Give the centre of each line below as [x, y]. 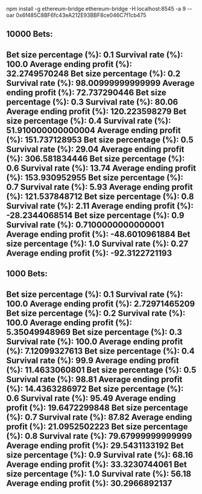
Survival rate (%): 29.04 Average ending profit [95, 149]
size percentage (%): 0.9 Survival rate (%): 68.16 [100, 455]
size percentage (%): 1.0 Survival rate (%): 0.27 [97, 243]
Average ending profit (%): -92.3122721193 [89, 253]
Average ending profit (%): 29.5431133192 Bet [95, 445]
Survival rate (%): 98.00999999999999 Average [100, 83]
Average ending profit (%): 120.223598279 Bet [96, 111]
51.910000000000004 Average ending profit [93, 130]
